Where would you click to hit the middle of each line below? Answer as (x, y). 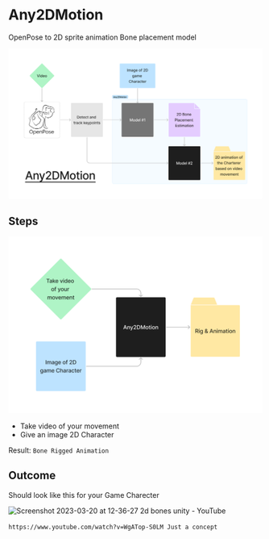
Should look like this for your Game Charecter (84, 495)
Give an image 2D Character (67, 434)
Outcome (32, 476)
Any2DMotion (56, 15)
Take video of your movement (69, 426)
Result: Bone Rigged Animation (59, 450)
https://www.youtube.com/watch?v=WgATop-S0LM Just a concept (113, 527)
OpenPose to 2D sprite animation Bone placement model (103, 37)
